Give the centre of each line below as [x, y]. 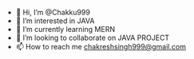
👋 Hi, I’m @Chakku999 [53, 12]
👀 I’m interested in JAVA [55, 21]
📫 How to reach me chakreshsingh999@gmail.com [101, 47]
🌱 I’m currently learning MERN [65, 29]
